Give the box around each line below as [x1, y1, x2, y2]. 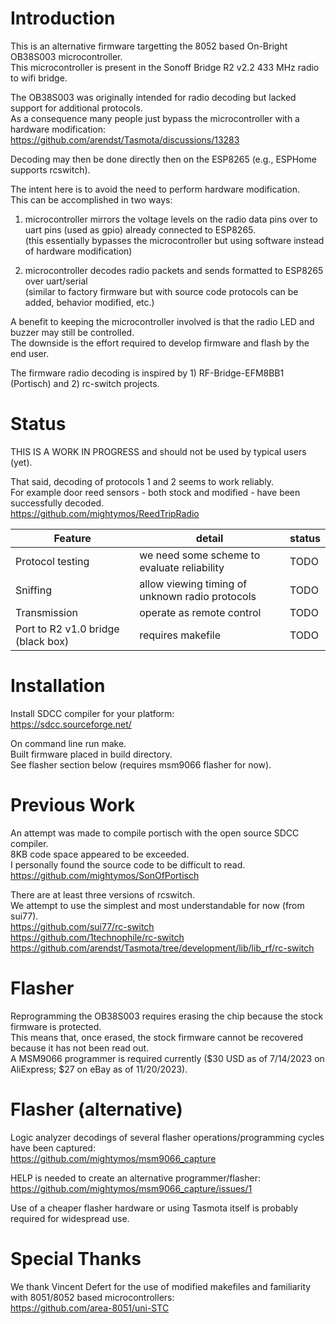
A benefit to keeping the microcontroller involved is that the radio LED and [10, 315, 315, 327]
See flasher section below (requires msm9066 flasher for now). [10, 758, 272, 771]
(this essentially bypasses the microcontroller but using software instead [24, 234, 325, 246]
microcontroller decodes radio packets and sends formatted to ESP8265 [24, 264, 324, 276]
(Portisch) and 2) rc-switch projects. [10, 377, 160, 389]
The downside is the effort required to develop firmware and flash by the [10, 337, 310, 349]
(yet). [10, 456, 33, 468]
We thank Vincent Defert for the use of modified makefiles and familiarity [10, 1280, 312, 1292]
